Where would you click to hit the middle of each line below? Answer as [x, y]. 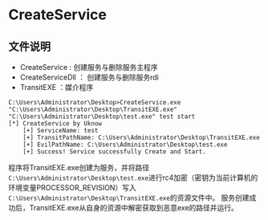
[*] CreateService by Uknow [55, 124]
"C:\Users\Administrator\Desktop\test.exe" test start [102, 116]
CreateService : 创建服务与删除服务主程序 [89, 67]
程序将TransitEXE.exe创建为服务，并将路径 [79, 167]
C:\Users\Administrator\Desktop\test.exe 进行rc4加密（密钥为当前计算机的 [133, 177]
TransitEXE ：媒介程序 [57, 87]
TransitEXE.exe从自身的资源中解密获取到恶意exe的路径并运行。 [134, 208]
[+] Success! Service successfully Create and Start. [114, 152]
